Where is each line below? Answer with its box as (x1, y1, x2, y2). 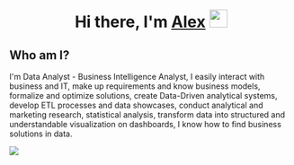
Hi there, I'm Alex (75, 12, 206, 32)
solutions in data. (9, 128, 73, 139)
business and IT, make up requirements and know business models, (9, 81, 261, 91)
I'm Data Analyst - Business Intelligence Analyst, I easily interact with (9, 72, 265, 82)
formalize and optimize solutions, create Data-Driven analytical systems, (9, 91, 278, 100)
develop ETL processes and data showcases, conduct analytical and (9, 100, 263, 110)
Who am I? (9, 48, 70, 63)
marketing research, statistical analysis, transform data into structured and (9, 109, 286, 120)
